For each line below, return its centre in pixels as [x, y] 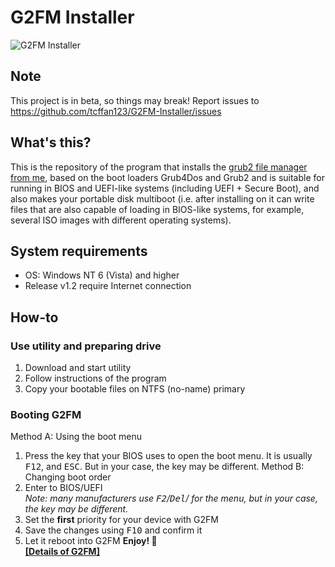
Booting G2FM [46, 414]
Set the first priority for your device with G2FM [121, 520]
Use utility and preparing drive [86, 346]
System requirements [79, 251]
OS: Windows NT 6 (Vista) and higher [102, 275]
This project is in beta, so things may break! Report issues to [135, 100]
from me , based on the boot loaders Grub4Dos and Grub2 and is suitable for [167, 177]
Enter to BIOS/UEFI [63, 488]
